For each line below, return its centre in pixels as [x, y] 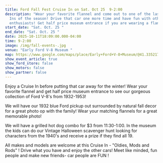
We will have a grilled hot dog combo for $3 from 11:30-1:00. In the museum [81, 125]
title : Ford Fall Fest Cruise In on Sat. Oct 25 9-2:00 [64, 9]
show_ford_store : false [29, 63]
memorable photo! [24, 116]
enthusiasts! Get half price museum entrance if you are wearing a [79, 23]
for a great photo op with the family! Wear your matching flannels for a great [81, 111]
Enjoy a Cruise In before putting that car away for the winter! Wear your [76, 86]
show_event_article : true [31, 59]
